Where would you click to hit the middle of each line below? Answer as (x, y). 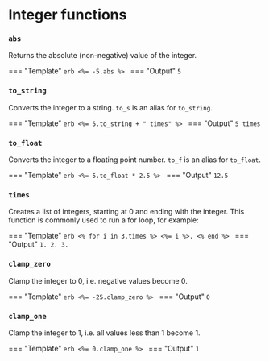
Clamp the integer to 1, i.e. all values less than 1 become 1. (104, 333)
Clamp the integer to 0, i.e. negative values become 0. (98, 280)
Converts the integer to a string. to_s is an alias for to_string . (111, 107)
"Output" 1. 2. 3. (39, 244)
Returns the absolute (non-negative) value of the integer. (103, 56)
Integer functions (68, 15)
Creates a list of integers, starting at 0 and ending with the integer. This (126, 212)
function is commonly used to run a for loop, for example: (103, 220)
